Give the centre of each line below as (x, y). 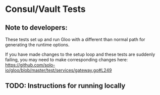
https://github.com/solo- (30, 65)
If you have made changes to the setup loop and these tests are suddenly (80, 54)
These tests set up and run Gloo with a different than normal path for (75, 39)
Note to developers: (36, 28)
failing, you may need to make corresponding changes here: (66, 60)
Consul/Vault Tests (45, 9)
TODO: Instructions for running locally (65, 86)
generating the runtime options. (37, 45)
